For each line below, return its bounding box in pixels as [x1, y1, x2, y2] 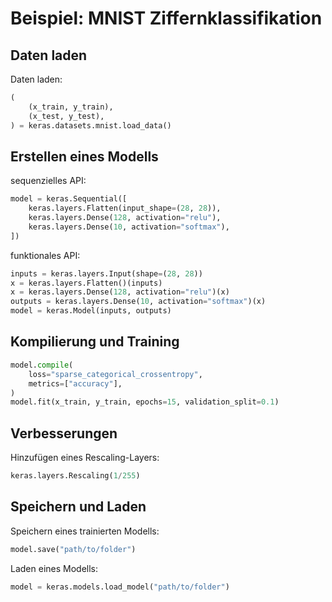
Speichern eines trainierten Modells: [10, 525, 160, 537]
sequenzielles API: [10, 175, 87, 187]
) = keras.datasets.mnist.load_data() [10, 120, 172, 131]
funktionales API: [10, 249, 81, 261]
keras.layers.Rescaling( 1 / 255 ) [10, 471, 141, 481]
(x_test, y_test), [28, 111, 105, 121]
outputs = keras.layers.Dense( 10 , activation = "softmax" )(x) [10, 297, 267, 307]
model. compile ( [10, 360, 74, 370]
